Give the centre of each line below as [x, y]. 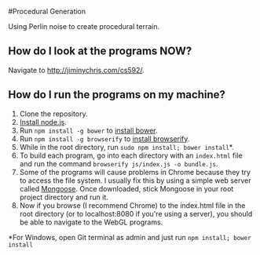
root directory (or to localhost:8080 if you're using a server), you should [136, 213]
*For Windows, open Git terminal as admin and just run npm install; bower [130, 237]
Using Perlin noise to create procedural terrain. [84, 26]
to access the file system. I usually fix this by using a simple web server [135, 180]
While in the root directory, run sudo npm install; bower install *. [126, 147]
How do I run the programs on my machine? [117, 95]
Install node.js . [43, 122]
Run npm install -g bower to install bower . [89, 130]
